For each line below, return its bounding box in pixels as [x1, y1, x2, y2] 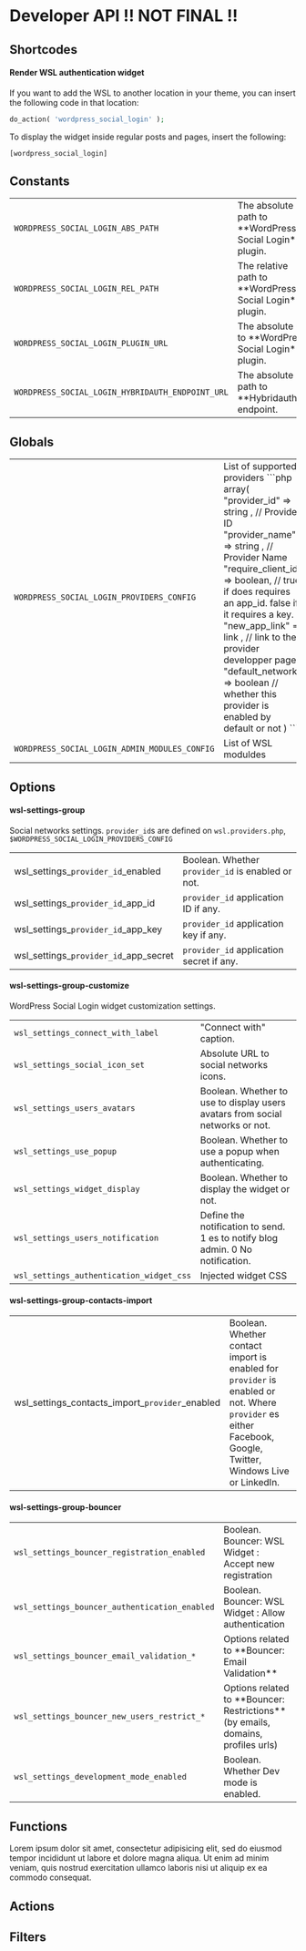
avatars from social [199, 1108, 282, 1121]
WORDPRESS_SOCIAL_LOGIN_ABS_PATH [14, 223, 159, 233]
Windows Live [229, 1464, 290, 1477]
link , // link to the [222, 631, 297, 643]
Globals [9, 434, 55, 449]
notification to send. [199, 1220, 285, 1233]
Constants [9, 174, 70, 190]
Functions [9, 1819, 68, 1834]
